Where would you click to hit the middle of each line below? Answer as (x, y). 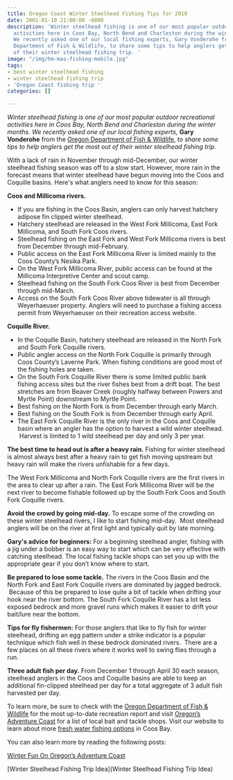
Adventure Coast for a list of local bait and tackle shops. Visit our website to (115, 722)
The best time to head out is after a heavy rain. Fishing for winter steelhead (116, 449)
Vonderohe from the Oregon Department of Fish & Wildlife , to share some (113, 139)
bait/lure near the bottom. (44, 614)
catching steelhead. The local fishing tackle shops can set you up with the (113, 557)
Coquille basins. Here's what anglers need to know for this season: (103, 182)
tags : (15, 65)
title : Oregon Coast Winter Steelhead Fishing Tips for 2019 (97, 14)
